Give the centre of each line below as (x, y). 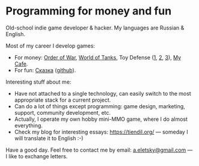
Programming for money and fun (89, 11)
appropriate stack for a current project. (63, 100)
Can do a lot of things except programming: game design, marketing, (100, 106)
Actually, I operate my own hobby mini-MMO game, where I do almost (101, 119)
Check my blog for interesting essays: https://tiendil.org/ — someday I (101, 132)
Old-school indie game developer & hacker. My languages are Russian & (95, 28)
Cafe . (21, 64)
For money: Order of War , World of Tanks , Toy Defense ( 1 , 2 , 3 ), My (98, 57)
